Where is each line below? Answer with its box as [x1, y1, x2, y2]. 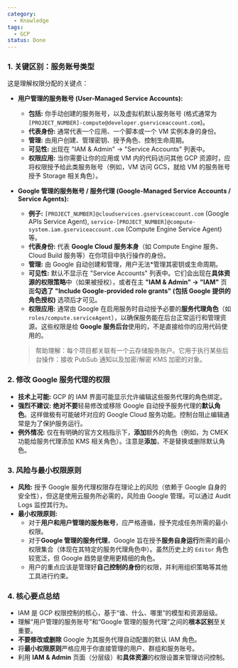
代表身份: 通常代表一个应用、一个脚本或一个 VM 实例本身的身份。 [28, 127, 220, 136]
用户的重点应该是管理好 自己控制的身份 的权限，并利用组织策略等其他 [28, 563, 228, 571]
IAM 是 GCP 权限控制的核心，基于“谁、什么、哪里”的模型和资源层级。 [17, 609, 222, 617]
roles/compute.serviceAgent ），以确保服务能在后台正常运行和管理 [28, 314, 220, 322]
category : [7, 10, 37, 18]
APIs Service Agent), [28, 218, 90, 226]
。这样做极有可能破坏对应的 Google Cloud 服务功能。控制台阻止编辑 [23, 410, 224, 418]
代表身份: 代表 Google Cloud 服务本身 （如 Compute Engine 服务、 [28, 243, 222, 251]
